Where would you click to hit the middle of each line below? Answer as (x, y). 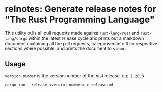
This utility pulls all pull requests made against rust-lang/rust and (72, 33)
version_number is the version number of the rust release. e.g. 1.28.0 (75, 76)
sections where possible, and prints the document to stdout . (66, 48)
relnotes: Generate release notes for (81, 9)
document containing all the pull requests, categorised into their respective (81, 43)
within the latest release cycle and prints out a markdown (86, 38)
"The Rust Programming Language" (80, 19)
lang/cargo (16, 38)
